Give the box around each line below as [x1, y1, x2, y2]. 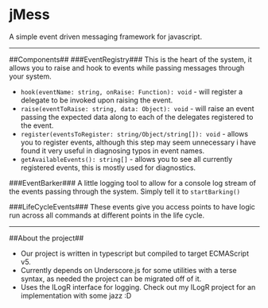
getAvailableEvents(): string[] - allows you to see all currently [20, 154, 233, 164]
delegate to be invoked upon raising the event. [20, 95, 173, 105]
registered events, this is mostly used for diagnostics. [20, 163, 196, 172]
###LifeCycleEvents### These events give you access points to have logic [9, 202, 255, 211]
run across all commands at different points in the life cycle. [9, 210, 205, 220]
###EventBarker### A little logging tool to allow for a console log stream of [9, 178, 257, 187]
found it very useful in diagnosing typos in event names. [20, 145, 205, 156]
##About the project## [9, 233, 84, 243]
